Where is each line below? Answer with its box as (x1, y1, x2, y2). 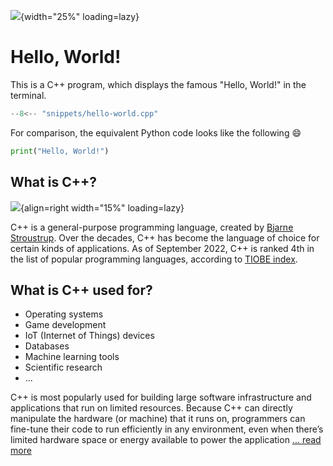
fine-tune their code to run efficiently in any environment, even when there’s (10, 423, 324, 435)
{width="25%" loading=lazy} (20, 11, 140, 22)
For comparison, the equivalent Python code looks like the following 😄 (10, 126, 302, 139)
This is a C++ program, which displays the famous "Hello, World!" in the (10, 78, 307, 90)
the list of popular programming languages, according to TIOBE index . (10, 253, 298, 265)
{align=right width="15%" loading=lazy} (20, 201, 185, 214)
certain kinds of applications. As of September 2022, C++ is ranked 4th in (10, 242, 315, 254)
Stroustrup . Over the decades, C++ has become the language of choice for (10, 231, 320, 244)
